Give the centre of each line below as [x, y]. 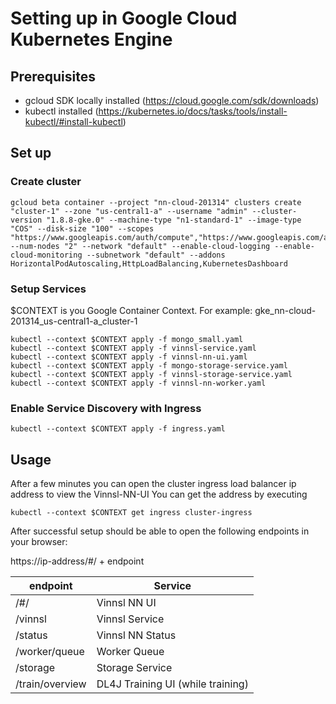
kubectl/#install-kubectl [73, 121]
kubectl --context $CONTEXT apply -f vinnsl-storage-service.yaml [151, 374]
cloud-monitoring [46, 255]
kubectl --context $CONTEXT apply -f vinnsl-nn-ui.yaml [129, 357]
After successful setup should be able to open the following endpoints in [160, 531]
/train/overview [51, 684]
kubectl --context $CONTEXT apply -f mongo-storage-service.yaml [149, 365]
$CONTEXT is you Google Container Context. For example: [131, 310]
